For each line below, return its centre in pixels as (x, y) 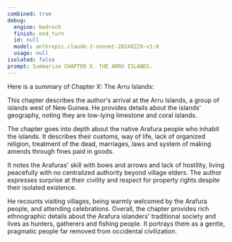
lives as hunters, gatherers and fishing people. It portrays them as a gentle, (116, 224)
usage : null (31, 54)
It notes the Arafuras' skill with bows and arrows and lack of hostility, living (116, 165)
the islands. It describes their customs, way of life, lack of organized (106, 136)
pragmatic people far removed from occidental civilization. (92, 231)
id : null (26, 40)
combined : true (30, 14)
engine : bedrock (37, 27)
